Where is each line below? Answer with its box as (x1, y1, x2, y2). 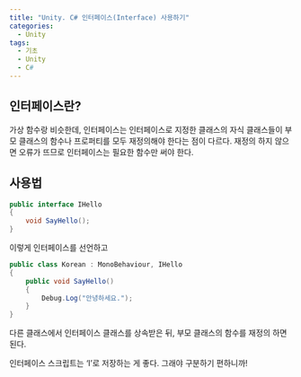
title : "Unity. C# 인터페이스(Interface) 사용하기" (9, 13, 190, 22)
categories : (9, 22, 54, 31)
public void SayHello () (25, 276, 115, 285)
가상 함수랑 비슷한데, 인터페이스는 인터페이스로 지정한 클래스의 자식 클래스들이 (9, 124, 283, 135)
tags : (9, 38, 30, 48)
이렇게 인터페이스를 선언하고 (9, 242, 109, 252)
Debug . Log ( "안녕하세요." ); (41, 294, 133, 302)
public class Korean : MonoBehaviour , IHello (9, 260, 182, 269)
